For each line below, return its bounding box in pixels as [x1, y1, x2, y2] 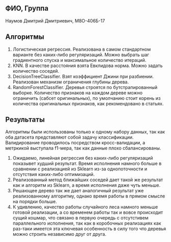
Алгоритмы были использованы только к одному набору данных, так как [5, 129, 165, 135]
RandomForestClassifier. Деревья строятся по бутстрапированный [12, 84, 158, 90]
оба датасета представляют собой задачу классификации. [5, 134, 134, 140]
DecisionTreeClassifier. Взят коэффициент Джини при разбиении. [12, 73, 154, 79]
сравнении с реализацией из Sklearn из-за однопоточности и [12, 166, 148, 172]
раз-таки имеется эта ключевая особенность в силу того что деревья [12, 226, 166, 232]
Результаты [5, 115, 45, 124]
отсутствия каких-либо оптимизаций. [12, 171, 95, 178]
